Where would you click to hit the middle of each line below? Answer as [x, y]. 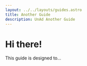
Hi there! [24, 44]
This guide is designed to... [33, 58]
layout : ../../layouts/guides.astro [43, 10]
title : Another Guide [28, 15]
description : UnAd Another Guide [40, 19]
